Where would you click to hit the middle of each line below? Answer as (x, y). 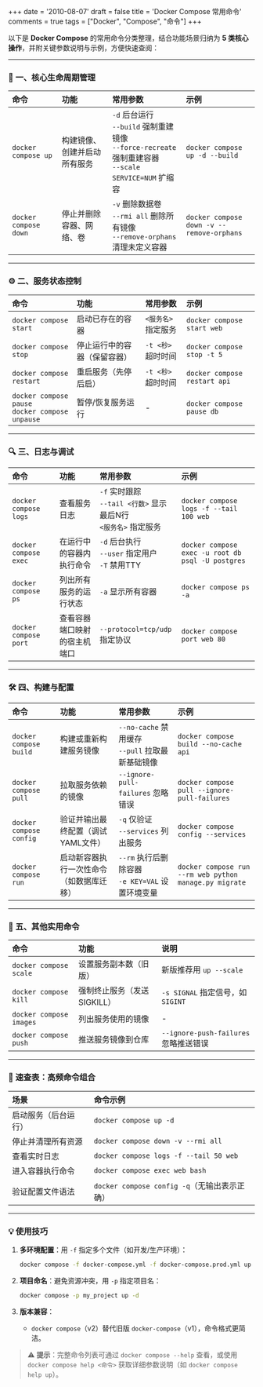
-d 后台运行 (133, 115)
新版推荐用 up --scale (202, 970)
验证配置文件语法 (44, 1192)
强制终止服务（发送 (113, 991)
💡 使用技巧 (28, 1231)
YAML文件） (83, 843)
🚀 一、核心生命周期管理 (52, 77)
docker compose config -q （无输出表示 (165, 1185)
